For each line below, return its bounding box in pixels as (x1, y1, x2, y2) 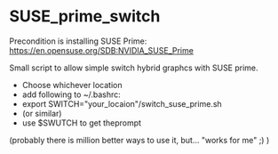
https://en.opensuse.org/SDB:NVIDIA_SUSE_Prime (9, 45, 194, 55)
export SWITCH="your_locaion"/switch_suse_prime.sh (21, 98, 222, 109)
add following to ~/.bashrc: (21, 89, 122, 100)
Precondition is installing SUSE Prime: (9, 36, 147, 46)
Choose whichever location (21, 79, 123, 90)
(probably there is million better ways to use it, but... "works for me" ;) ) (9, 134, 270, 145)
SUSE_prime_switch (9, 6, 161, 27)
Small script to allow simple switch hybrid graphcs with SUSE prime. (9, 62, 259, 73)
